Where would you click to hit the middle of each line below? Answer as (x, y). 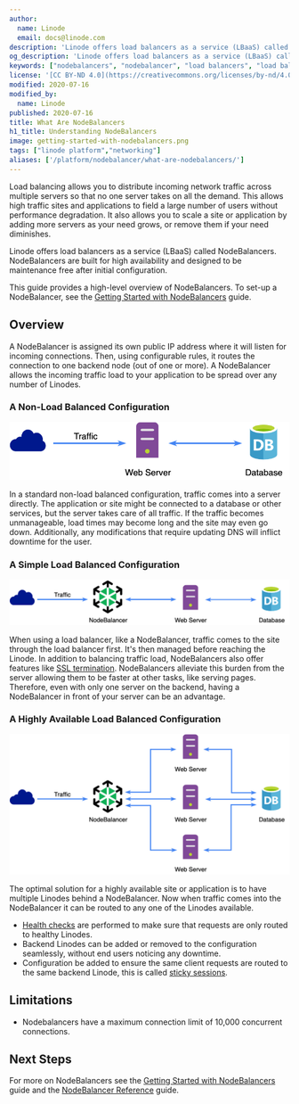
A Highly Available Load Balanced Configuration (115, 720)
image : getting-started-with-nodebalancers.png (99, 141)
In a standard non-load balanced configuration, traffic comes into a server (145, 494)
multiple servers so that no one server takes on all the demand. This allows (146, 195)
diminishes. (30, 234)
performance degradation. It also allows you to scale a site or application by (148, 215)
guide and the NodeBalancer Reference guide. (94, 1090)
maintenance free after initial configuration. (88, 270)
